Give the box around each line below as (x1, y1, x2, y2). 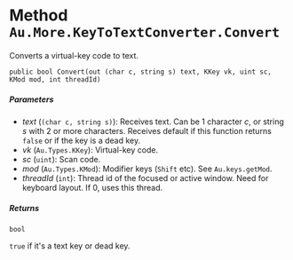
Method (9, 5, 68, 26)
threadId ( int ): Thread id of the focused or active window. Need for (21, 172, 269, 183)
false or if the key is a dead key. (21, 135, 140, 146)
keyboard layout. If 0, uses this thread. (21, 182, 163, 193)
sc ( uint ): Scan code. (21, 154, 101, 164)
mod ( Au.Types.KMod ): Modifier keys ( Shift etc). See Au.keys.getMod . (21, 163, 273, 174)
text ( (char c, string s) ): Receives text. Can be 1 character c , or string (21, 116, 284, 127)
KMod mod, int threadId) (9, 75, 101, 84)
